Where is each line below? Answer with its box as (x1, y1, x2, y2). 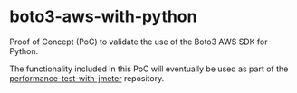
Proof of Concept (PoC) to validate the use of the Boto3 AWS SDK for (9, 36, 268, 47)
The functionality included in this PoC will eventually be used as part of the (9, 63, 289, 74)
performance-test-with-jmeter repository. (9, 72, 165, 83)
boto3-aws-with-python (9, 6, 197, 27)
